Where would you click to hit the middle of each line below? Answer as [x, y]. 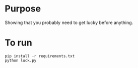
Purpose [23, 9]
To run [18, 43]
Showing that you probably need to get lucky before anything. [69, 22]
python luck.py [21, 60]
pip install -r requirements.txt [40, 56]
